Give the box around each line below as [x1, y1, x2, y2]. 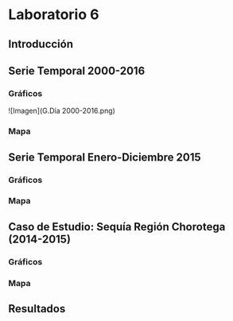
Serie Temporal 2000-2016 [8, 64, 146, 77]
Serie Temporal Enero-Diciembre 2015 [8, 150, 201, 164]
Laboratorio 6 [8, 6, 99, 24]
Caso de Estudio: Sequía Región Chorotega [8, 220, 226, 234]
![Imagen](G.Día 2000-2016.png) [8, 106, 115, 116]
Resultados [8, 302, 66, 315]
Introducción [8, 37, 74, 51]
